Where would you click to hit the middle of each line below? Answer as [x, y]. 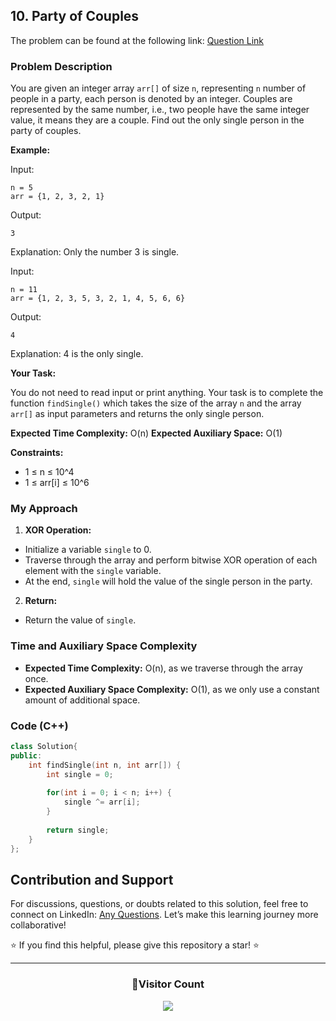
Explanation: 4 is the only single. [77, 354]
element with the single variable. [93, 571]
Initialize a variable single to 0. [88, 550]
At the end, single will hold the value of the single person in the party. [168, 581]
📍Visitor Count [168, 984]
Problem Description [61, 66]
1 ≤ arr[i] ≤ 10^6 [57, 483]
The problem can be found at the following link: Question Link [137, 40]
